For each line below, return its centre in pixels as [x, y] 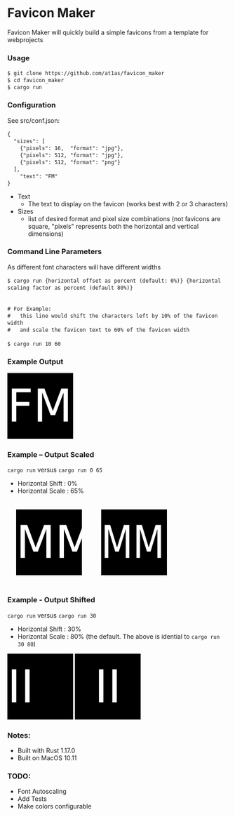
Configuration [32, 105]
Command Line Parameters [55, 252]
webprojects [25, 39]
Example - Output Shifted [51, 600]
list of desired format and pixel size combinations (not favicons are [124, 218]
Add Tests [32, 799]
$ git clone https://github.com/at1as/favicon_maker [86, 74]
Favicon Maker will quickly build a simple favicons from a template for [108, 32]
